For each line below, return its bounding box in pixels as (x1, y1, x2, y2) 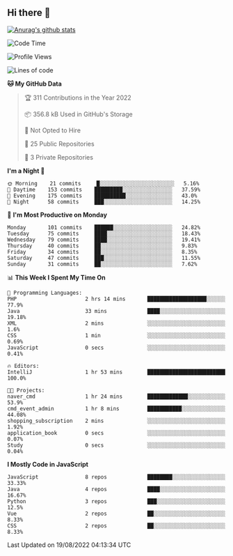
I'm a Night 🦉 (7, 167, 45, 175)
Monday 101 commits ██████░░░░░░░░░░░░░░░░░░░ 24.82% (7, 224, 200, 231)
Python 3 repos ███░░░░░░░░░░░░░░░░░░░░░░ (7, 497, 226, 505)
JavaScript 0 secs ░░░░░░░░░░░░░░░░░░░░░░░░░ (7, 344, 226, 351)
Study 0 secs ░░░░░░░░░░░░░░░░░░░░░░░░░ (7, 442, 226, 449)
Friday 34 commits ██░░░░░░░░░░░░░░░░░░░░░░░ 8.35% (7, 248, 198, 255)
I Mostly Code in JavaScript (7, 460, 89, 468)
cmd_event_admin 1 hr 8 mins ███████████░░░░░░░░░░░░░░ (7, 405, 226, 412)
